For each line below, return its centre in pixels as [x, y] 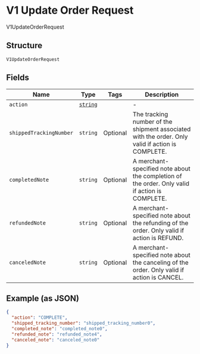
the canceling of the [161, 262]
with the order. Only [161, 136]
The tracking [151, 114]
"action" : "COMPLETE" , [40, 318]
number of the [153, 122]
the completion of [158, 176]
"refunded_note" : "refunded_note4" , [57, 334]
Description [162, 94]
